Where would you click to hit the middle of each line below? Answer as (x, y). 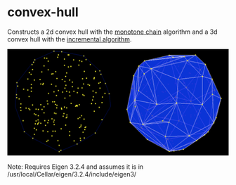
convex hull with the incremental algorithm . (70, 39)
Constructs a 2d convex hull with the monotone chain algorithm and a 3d (112, 32)
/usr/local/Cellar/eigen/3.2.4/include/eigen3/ (72, 174)
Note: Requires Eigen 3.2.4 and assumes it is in (76, 167)
